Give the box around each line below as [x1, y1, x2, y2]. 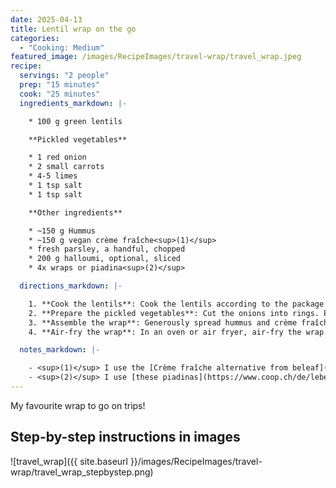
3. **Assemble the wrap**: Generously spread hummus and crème [28, 317, 298, 328]
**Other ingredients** [28, 207, 123, 218]
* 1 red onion [28, 152, 87, 163]
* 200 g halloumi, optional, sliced [28, 254, 182, 264]
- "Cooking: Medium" [19, 42, 105, 53]
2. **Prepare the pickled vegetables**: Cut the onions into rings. [28, 308, 320, 318]
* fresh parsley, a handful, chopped [28, 244, 186, 255]
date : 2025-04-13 [10, 14, 83, 25]
